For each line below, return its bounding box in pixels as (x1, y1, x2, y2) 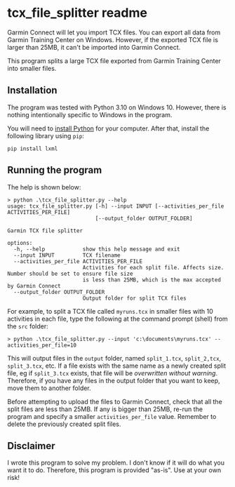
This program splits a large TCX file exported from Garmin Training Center (7, 56, 221, 65)
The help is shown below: (7, 182, 81, 191)
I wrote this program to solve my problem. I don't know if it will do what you (7, 458, 224, 467)
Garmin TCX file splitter (7, 227, 83, 234)
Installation (7, 84, 58, 96)
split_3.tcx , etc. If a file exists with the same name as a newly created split (7, 361, 227, 370)
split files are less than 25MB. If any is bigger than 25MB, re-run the (7, 405, 203, 413)
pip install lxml (7, 145, 58, 152)
